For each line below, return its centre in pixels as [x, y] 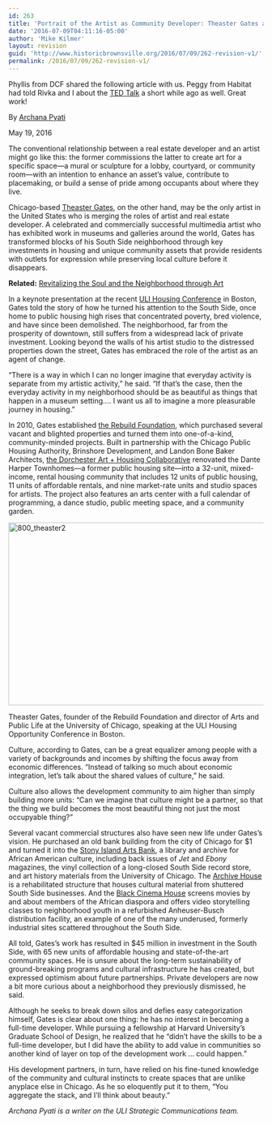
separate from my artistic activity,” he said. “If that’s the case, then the [125, 383]
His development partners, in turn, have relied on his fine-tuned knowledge [134, 1069]
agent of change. [37, 359]
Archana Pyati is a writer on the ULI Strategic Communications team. [123, 1110]
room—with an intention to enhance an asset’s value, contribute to [119, 174]
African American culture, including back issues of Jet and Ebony [118, 858]
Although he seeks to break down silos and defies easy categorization [125, 1011]
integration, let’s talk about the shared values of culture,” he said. [117, 776]
